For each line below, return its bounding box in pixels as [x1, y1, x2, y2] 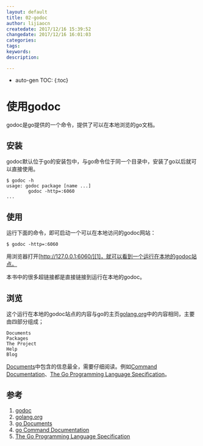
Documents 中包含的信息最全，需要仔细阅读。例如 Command [6, 363, 157, 370]
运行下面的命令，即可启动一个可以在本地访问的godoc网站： [6, 229, 156, 237]
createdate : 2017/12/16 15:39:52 [6, 26, 91, 32]
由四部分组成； [6, 318, 44, 325]
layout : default [6, 9, 48, 15]
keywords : [6, 49, 32, 55]
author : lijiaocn [6, 20, 51, 26]
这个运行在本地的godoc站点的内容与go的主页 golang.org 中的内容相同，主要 [6, 311, 195, 317]
